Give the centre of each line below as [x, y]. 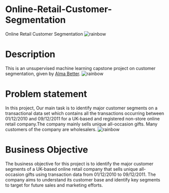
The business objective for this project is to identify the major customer [79, 164]
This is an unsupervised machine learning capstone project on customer [80, 68]
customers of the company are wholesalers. [51, 129]
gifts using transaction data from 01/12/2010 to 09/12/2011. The [91, 174]
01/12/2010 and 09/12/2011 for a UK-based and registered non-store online [82, 118]
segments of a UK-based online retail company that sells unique [72, 169]
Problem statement [46, 94]
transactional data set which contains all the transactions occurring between [85, 113]
